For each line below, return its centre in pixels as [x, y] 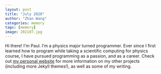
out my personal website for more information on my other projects [72, 61]
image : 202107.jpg [24, 32]
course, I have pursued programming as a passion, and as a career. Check [80, 56]
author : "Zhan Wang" [26, 18]
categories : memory [25, 23]
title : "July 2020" [25, 14]
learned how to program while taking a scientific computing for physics [77, 51]
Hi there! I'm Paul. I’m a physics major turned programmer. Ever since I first [80, 46]
